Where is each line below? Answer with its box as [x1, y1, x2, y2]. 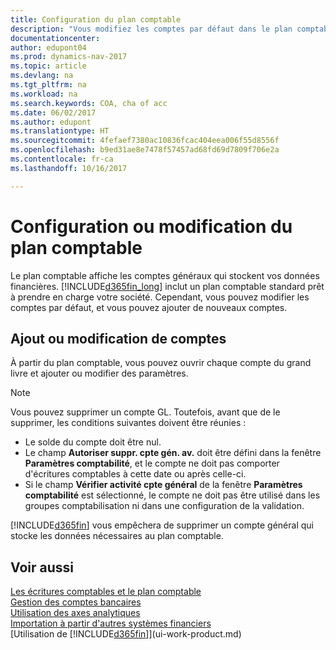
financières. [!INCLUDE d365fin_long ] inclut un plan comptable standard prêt [10, 280, 325, 292]
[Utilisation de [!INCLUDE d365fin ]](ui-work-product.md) [10, 628, 242, 640]
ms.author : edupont [10, 117, 92, 127]
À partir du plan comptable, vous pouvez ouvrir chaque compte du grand [10, 357, 312, 369]
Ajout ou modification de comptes [10, 330, 227, 347]
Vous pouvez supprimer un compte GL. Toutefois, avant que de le [10, 406, 281, 418]
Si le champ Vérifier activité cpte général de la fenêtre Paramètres [24, 479, 303, 491]
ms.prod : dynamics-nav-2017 [10, 52, 128, 62]
